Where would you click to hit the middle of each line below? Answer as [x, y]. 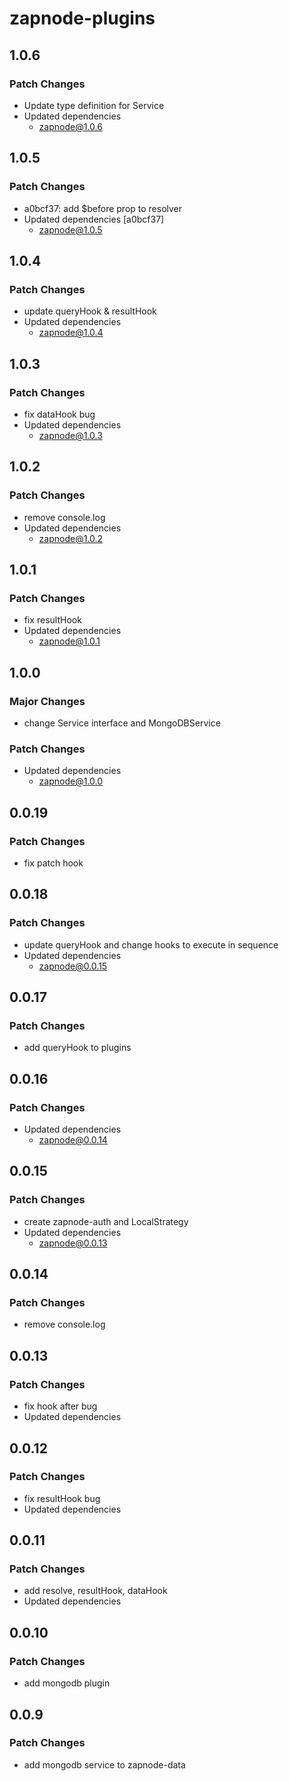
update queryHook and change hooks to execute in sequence [151, 944]
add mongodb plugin [67, 1683]
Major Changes [47, 701]
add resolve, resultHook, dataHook [95, 1591]
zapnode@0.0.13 [73, 1243]
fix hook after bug [60, 1406]
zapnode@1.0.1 [69, 641]
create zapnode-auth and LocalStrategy [106, 1221]
